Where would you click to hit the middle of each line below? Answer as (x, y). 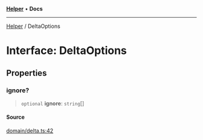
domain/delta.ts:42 (30, 131)
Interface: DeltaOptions (66, 51)
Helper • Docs (24, 9)
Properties (27, 73)
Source (16, 117)
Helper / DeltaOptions (33, 26)
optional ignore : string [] (53, 103)
